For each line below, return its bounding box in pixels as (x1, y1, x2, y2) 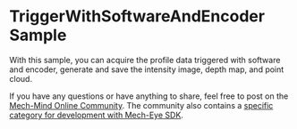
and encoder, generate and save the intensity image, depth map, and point (9, 64, 284, 75)
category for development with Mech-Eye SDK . (9, 109, 183, 120)
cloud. (9, 73, 33, 84)
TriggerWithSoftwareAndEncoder (9, 6, 266, 27)
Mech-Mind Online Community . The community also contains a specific (9, 100, 274, 110)
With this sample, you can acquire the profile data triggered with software (9, 54, 281, 65)
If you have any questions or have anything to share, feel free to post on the (9, 91, 289, 101)
